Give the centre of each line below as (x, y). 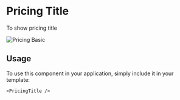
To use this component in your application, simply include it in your (90, 73)
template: (18, 79)
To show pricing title (32, 28)
